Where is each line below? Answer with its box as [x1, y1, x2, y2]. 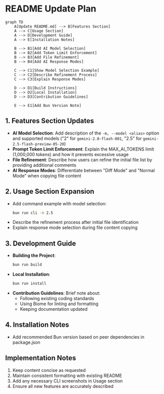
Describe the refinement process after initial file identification [12, 219, 139, 225]
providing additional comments [12, 162, 76, 168]
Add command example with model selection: [12, 200, 106, 206]
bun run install [12, 281, 46, 286]
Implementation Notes [5, 354, 76, 362]
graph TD [5, 20, 23, 25]
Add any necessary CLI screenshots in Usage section [12, 377, 123, 384]
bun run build [12, 262, 42, 268]
